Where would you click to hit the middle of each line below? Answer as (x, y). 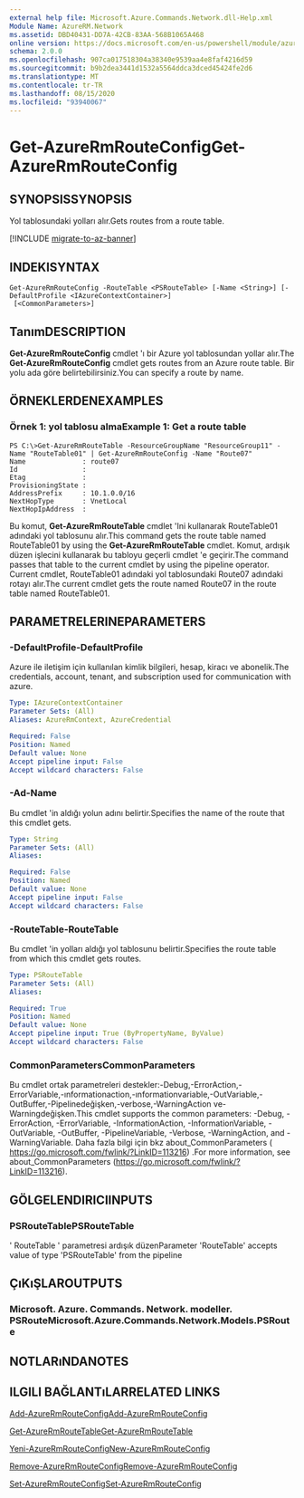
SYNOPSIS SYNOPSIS (71, 199)
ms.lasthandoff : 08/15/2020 (62, 93)
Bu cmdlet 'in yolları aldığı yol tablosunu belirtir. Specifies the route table (143, 948)
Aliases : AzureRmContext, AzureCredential (90, 720)
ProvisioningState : (48, 485)
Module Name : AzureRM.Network (66, 26)
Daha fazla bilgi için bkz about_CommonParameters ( (174, 1143)
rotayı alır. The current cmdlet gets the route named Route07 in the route (143, 583)
